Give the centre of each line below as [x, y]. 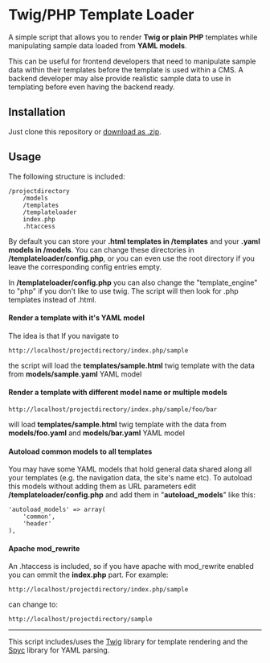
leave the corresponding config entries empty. [85, 266]
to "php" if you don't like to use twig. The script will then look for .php [123, 290]
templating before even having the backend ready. [92, 87]
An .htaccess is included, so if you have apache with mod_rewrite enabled [131, 566]
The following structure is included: [67, 176]
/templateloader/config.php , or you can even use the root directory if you [132, 258]
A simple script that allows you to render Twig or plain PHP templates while [133, 37]
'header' [37, 524]
